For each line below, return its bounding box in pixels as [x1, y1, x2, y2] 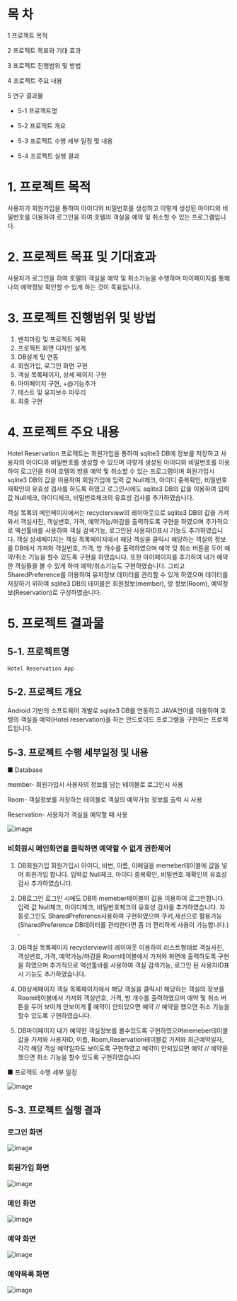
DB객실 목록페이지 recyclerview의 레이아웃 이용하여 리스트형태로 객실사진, [17, 943, 224, 951]
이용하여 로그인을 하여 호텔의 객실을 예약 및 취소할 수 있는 [31, 212, 190, 221]
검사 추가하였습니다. [17, 879, 73, 887]
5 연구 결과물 [7, 91, 44, 100]
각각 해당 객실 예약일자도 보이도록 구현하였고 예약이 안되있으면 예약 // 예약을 [17, 1044, 229, 1052]
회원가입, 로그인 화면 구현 [17, 361, 88, 370]
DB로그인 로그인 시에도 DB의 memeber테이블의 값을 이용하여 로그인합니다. [17, 894, 225, 902]
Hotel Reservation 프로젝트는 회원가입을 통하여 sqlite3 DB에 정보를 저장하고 [7, 449, 219, 458]
